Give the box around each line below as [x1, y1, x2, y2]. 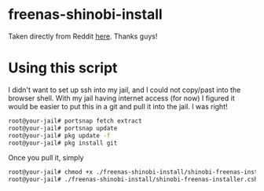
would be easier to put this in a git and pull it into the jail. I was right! [8, 101, 228, 111]
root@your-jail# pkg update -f [8, 131, 111, 139]
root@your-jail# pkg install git [8, 139, 118, 147]
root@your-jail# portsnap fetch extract [8, 116, 143, 125]
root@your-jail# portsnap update [8, 124, 118, 132]
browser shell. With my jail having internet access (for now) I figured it [8, 93, 236, 103]
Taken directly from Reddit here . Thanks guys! [8, 31, 158, 41]
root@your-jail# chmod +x [8, 168, 93, 176]
